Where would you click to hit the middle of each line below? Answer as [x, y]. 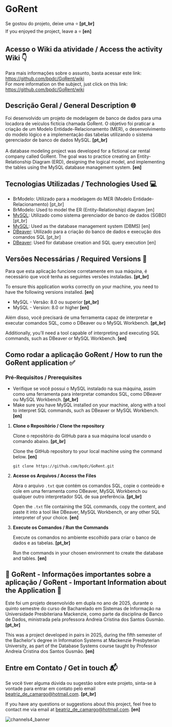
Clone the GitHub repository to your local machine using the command [87, 451]
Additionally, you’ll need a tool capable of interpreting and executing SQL [83, 333]
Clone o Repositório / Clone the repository [59, 425]
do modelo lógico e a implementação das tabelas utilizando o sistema [79, 134]
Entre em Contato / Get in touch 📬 [62, 668]
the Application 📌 [33, 590]
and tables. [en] [30, 558]
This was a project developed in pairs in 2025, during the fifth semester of [84, 635]
